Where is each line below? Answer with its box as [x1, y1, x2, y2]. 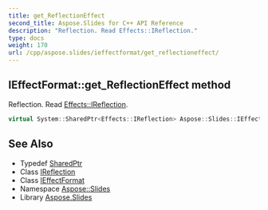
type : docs [8, 34, 45, 42]
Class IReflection [19, 167, 76, 176]
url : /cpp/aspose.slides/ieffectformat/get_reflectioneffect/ [8, 49, 219, 57]
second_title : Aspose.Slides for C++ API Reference [8, 19, 183, 27]
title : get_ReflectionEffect [8, 11, 105, 20]
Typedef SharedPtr [19, 158, 83, 168]
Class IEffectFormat [19, 175, 85, 184]
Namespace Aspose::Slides [19, 184, 111, 193]
